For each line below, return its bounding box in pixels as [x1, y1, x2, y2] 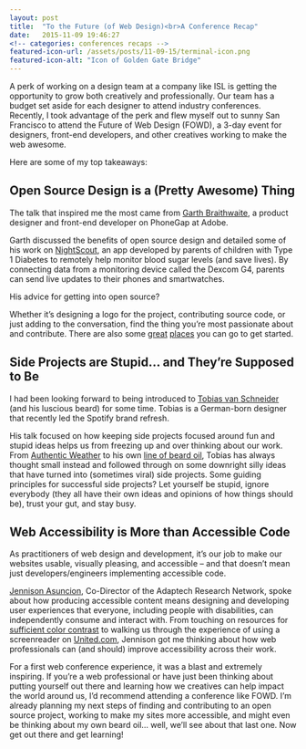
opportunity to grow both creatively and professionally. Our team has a [9, 90, 275, 101]
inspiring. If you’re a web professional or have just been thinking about [9, 671, 274, 682]
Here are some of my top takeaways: [9, 157, 148, 167]
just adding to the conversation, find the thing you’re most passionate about [9, 318, 294, 329]
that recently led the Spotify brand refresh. [9, 412, 170, 423]
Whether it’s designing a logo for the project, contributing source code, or [9, 308, 286, 319]
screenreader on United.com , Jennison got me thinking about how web [9, 634, 277, 645]
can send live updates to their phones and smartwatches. [9, 273, 225, 284]
